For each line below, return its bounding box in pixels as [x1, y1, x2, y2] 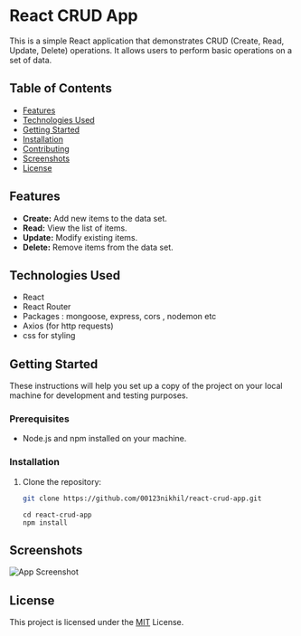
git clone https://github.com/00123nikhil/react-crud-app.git [22, 494, 262, 503]
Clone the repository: [22, 476, 102, 487]
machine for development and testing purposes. [9, 390, 189, 401]
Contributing [22, 143, 70, 154]
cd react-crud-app [22, 510, 92, 519]
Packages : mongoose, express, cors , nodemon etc [22, 311, 217, 322]
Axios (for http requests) [22, 320, 115, 331]
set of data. [9, 54, 52, 65]
